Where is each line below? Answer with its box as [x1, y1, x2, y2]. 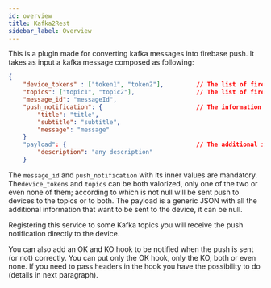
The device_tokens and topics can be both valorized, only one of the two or [8, 178, 258, 188]
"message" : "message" [37, 126, 110, 134]
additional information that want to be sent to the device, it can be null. [8, 204, 244, 214]
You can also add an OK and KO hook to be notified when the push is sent [8, 244, 254, 254]
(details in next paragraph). [8, 269, 98, 279]
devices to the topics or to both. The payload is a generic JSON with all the [8, 195, 258, 206]
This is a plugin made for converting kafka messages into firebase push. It [8, 49, 255, 59]
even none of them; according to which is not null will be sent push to [8, 187, 240, 197]
